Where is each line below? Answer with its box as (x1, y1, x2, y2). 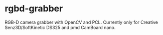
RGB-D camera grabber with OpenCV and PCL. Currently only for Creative (5, 19, 158, 25)
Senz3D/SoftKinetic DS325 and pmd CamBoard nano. (5, 24, 116, 30)
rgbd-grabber (5, 3, 63, 14)
